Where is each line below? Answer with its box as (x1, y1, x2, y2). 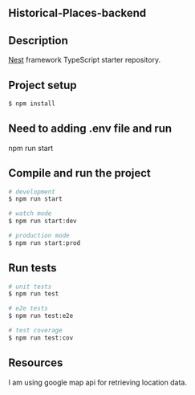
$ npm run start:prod (8, 238, 81, 247)
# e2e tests (8, 304, 48, 312)
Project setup (8, 78, 78, 92)
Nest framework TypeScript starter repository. (8, 55, 161, 65)
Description (8, 34, 68, 47)
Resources (8, 356, 63, 370)
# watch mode (8, 210, 52, 218)
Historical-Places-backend (8, 6, 147, 20)
